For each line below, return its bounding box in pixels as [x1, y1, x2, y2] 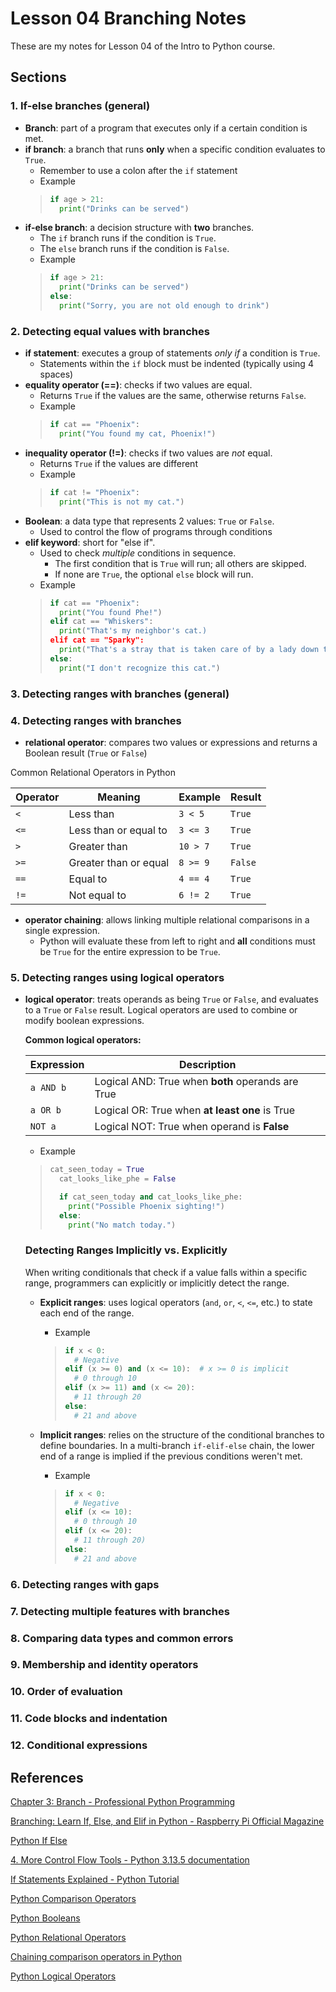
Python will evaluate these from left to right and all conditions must [39, 935, 316, 947]
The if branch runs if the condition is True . [39, 232, 217, 244]
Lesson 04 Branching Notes [10, 7, 247, 30]
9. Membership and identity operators [10, 1658, 199, 1672]
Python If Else [10, 1835, 68, 1846]
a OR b [29, 1105, 62, 1116]
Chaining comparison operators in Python [10, 1951, 183, 1962]
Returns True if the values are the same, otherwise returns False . [39, 390, 307, 402]
